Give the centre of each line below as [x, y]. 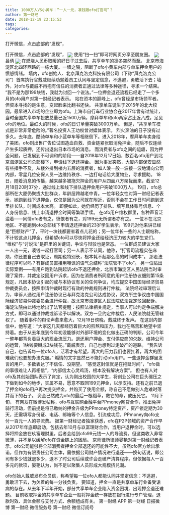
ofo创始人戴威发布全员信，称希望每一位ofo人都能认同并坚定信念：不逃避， [82, 476]
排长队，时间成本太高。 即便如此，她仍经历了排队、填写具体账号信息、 [83, 206]
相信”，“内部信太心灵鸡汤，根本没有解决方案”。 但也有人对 [97, 370]
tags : [11, 24]
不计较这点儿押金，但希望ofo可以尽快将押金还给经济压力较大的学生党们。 [81, 238]
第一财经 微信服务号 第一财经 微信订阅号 [52, 507]
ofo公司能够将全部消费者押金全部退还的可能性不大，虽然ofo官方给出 [85, 446]
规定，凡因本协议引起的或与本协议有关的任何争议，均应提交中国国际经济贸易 [84, 282]
